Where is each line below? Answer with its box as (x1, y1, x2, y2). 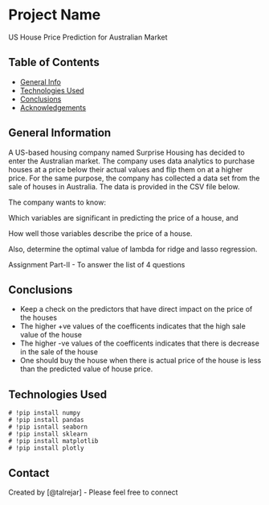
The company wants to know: (8, 197, 107, 207)
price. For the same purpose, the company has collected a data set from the (8, 173, 260, 183)
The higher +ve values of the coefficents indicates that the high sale (19, 321, 247, 331)
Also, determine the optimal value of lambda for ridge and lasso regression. (8, 244, 258, 254)
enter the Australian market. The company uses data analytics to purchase (8, 155, 255, 166)
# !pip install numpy (8, 409, 81, 417)
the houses (19, 313, 58, 323)
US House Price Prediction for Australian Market (8, 32, 168, 42)
